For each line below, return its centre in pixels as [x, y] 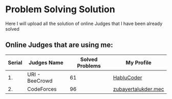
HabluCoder [127, 78]
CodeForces [42, 89]
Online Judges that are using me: [59, 45]
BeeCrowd [40, 81]
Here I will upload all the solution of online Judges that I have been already [84, 23]
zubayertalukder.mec [138, 89]
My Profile [139, 62]
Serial [15, 62]
